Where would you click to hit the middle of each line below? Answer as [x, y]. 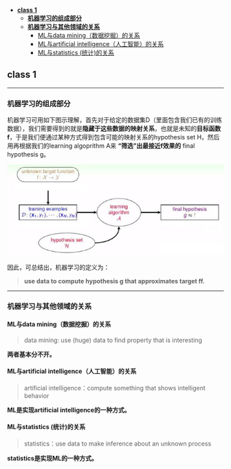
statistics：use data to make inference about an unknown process [118, 443]
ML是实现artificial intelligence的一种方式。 [69, 410]
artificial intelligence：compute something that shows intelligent [115, 388]
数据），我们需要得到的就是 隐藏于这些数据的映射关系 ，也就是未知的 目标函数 [114, 129]
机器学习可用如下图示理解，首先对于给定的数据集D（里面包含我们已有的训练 [115, 120]
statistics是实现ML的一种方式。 [52, 459]
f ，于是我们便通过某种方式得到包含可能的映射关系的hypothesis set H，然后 [113, 137]
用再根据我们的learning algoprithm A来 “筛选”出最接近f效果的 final [101, 146]
